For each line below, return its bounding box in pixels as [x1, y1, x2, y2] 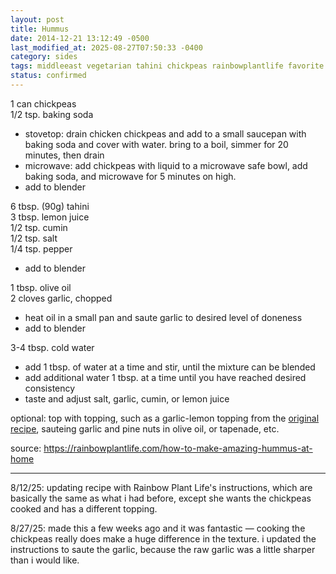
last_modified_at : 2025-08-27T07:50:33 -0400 [10, 42, 203, 53]
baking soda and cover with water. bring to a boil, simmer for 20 [24, 138, 289, 150]
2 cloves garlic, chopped [10, 292, 113, 304]
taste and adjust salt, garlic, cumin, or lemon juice [24, 392, 230, 405]
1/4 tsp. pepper [10, 242, 73, 255]
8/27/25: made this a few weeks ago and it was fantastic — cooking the [10, 522, 306, 534]
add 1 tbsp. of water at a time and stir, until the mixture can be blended [24, 361, 316, 373]
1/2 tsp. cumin [10, 221, 68, 233]
